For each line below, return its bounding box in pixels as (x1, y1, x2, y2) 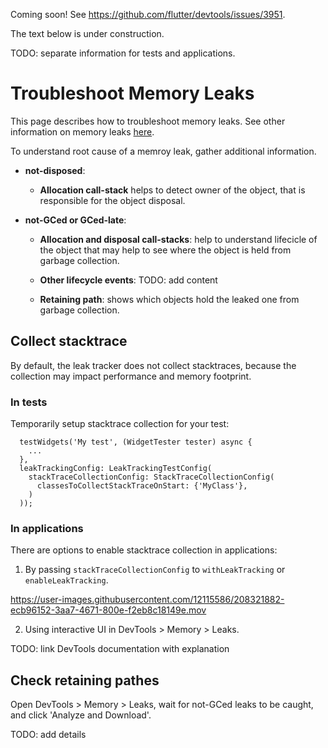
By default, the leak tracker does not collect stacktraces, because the (10, 359, 297, 371)
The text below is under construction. (10, 28, 165, 39)
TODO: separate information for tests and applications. (10, 47, 236, 59)
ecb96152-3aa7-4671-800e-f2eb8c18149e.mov (10, 604, 207, 616)
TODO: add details (10, 729, 87, 741)
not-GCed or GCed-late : (24, 214, 127, 226)
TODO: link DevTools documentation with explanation (10, 643, 230, 655)
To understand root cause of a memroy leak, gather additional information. (10, 145, 317, 157)
